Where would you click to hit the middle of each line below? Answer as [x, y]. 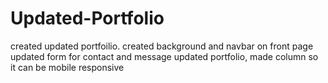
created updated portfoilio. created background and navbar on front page [162, 46]
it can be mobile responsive [67, 67]
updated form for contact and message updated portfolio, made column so [164, 56]
